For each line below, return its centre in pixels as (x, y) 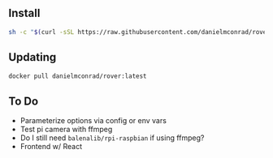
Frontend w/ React (51, 147)
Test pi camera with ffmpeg (66, 130)
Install (24, 13)
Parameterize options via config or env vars (93, 121)
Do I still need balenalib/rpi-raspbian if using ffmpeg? (112, 138)
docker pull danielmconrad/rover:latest (78, 76)
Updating (32, 57)
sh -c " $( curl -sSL (41, 32)
